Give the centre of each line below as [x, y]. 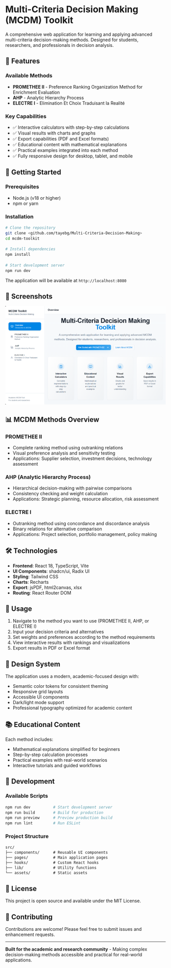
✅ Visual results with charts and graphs [54, 133]
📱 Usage [19, 609]
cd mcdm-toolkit [22, 238]
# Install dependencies [31, 249]
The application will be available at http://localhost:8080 [66, 280]
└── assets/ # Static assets [46, 873]
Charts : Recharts [31, 582]
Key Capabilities [26, 116]
